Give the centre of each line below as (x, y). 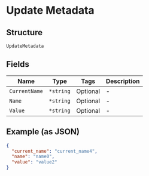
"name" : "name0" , (33, 157)
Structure (25, 33)
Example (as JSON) (43, 132)
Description (123, 81)
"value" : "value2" (35, 162)
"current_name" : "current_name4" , (54, 151)
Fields (18, 64)
